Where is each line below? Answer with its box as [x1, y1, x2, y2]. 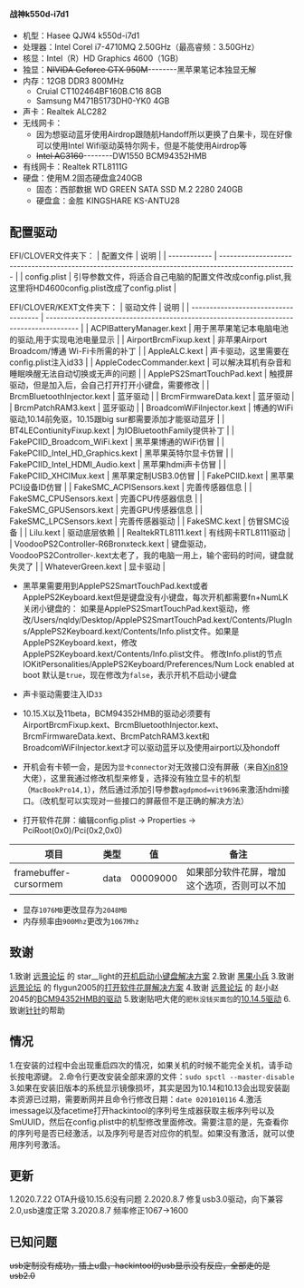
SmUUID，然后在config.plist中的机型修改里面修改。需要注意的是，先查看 [9, 1116, 281, 1127]
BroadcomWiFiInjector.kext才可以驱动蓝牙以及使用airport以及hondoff [22, 742, 280, 753]
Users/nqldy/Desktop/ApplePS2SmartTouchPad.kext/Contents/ [33, 615, 270, 625]
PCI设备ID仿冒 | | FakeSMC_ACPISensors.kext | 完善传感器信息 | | [9, 482, 252, 493]
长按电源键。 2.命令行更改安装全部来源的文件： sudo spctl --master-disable [9, 1071, 295, 1082]
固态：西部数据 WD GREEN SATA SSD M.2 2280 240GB [35, 184, 243, 195]
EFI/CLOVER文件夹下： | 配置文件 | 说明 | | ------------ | [9, 251, 217, 261]
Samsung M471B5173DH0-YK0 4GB [35, 95, 170, 106]
